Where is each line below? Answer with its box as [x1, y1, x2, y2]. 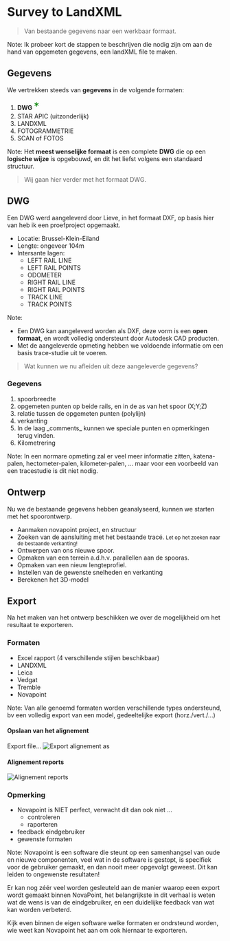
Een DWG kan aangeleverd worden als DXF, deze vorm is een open [16, 326, 208, 335]
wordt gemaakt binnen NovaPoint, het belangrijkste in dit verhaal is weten [7, 891, 216, 899]
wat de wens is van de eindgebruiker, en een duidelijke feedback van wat [7, 898, 215, 907]
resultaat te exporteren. [7, 621, 73, 629]
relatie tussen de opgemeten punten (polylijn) [16, 409, 146, 417]
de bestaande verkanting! [16, 540, 78, 547]
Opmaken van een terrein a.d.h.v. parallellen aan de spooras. [16, 553, 189, 562]
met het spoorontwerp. [7, 512, 72, 520]
